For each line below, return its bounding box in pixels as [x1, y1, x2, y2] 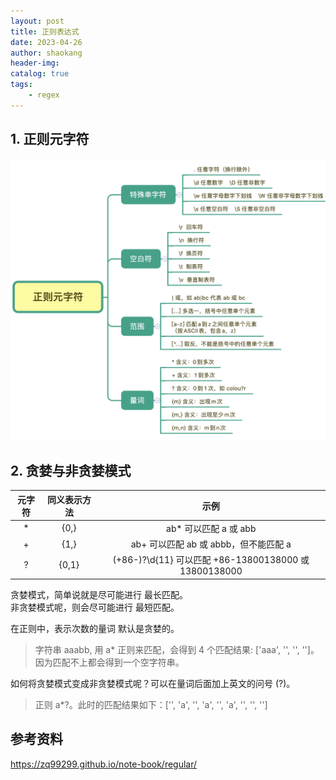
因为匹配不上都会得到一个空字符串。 [34, 656, 185, 668]
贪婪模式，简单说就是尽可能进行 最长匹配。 [10, 588, 188, 600]
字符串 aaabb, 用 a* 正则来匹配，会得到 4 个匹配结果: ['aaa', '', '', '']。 [34, 643, 320, 655]
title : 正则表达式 [10, 26, 80, 37]
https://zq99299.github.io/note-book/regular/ [10, 758, 198, 770]
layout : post [10, 16, 65, 26]
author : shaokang [10, 48, 83, 58]
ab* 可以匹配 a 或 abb [166, 522, 257, 534]
